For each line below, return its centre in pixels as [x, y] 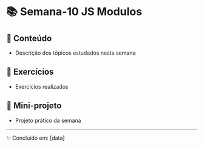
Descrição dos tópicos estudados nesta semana [75, 53]
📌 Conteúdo [29, 38]
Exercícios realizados [42, 86]
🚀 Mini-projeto [34, 106]
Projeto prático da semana [48, 120]
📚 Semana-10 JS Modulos [74, 12]
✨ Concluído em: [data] [36, 138]
